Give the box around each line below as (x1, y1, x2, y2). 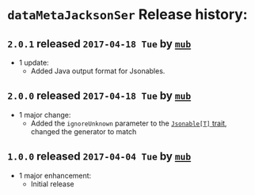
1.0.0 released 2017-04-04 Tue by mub (7, 150, 192, 163)
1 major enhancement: (18, 171, 92, 180)
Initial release (30, 179, 74, 189)
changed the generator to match (30, 126, 137, 136)
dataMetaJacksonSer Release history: (7, 6, 248, 24)
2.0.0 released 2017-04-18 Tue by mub (7, 89, 192, 103)
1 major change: (18, 110, 71, 119)
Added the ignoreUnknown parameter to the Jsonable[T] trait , (30, 118, 227, 128)
